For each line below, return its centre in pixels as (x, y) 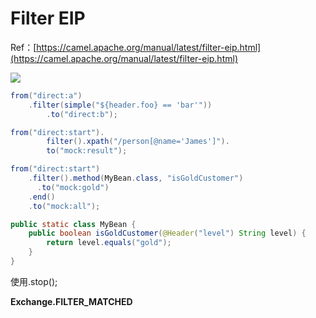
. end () (42, 197)
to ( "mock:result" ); (87, 151)
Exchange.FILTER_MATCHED (71, 301)
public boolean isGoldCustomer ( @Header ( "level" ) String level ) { (167, 233)
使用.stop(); (34, 281)
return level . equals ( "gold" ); (109, 243)
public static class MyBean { (73, 224)
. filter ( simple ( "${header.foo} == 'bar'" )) (120, 105)
